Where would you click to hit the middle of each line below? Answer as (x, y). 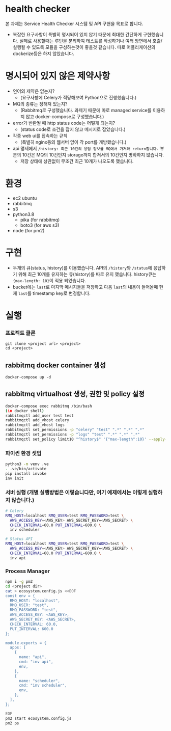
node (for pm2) (28, 230)
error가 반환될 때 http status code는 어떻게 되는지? (64, 123)
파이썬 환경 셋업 (23, 453)
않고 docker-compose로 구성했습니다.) (65, 116)
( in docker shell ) (25, 411)
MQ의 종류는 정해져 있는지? (40, 104)
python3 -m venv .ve (27, 464)
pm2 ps (12, 723)
